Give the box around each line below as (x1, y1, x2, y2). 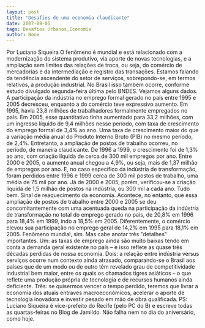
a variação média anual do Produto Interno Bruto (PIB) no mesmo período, (6, 133, 193, 141)
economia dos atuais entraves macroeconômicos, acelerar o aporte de (6, 289, 185, 297)
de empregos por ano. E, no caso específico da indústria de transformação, (6, 166, 197, 173)
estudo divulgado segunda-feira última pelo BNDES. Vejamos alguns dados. (6, 88, 198, 95)
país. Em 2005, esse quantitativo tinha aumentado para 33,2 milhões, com (6, 114, 194, 121)
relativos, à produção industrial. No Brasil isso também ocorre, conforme (6, 81, 190, 89)
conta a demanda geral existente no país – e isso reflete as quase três (6, 244, 182, 251)
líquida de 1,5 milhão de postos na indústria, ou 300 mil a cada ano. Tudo (6, 185, 190, 193)
